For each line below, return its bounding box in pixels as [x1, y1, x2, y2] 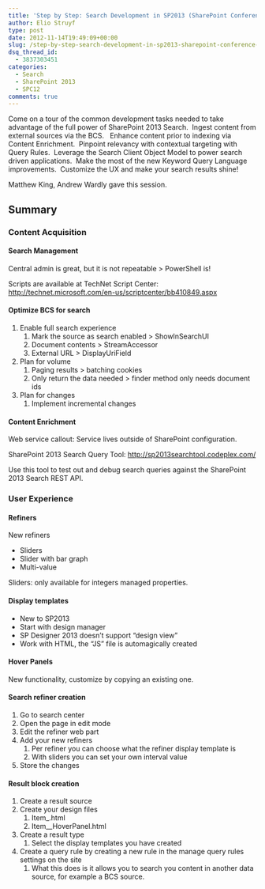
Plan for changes [19, 390, 76, 399]
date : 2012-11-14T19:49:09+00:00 [8, 33, 118, 42]
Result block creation [8, 778, 80, 788]
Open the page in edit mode [19, 718, 111, 728]
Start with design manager [19, 622, 106, 631]
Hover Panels [8, 657, 54, 667]
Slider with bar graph [19, 554, 88, 564]
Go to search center [19, 709, 85, 720]
